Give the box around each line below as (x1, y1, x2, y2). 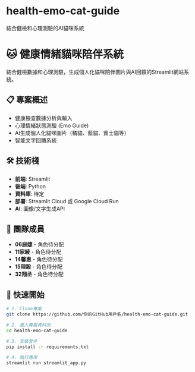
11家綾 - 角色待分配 (14, 248, 62, 256)
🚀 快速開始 (6, 289, 45, 300)
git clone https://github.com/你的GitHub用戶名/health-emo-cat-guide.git (6, 311, 188, 317)
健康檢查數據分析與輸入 (14, 114, 73, 121)
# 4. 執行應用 (6, 355, 37, 361)
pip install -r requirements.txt (6, 343, 89, 350)
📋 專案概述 (6, 95, 48, 105)
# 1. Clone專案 (6, 306, 42, 312)
